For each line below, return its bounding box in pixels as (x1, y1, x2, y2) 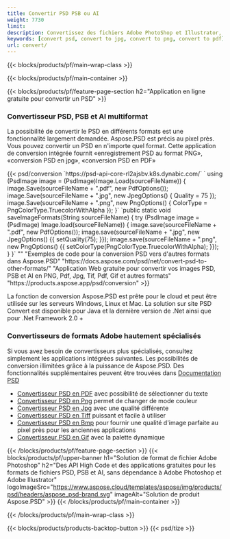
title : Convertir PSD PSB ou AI (7, 10, 99, 17)
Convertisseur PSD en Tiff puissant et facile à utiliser (16, 411, 166, 419)
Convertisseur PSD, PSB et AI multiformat (7, 111, 149, 121)
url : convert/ (7, 42, 48, 49)
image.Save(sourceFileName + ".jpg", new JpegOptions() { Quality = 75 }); (7, 191, 217, 200)
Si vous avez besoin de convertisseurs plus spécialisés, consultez (7, 347, 193, 355)
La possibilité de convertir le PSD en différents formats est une (7, 128, 183, 136)
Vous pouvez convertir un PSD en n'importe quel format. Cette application (7, 142, 216, 150)
